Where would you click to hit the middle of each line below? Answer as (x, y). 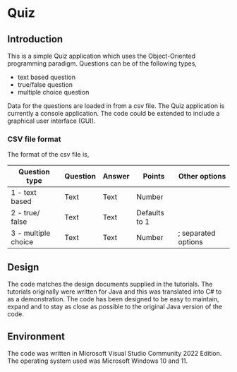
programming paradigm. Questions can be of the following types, (102, 64)
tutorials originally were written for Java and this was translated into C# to (115, 292)
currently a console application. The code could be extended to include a (114, 113)
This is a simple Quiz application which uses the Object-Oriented (102, 56)
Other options (202, 176)
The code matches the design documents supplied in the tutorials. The (110, 284)
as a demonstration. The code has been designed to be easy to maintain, (114, 299)
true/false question (45, 85)
